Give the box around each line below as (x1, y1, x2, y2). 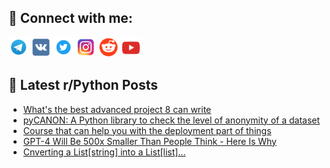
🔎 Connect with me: (8, 10, 133, 27)
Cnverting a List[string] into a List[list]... (22, 146, 186, 158)
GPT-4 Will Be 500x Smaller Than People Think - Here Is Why (22, 135, 277, 147)
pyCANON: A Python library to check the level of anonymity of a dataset (22, 114, 321, 126)
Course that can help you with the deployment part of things (22, 124, 272, 136)
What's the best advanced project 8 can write (22, 103, 212, 115)
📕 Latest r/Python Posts (8, 77, 159, 94)
